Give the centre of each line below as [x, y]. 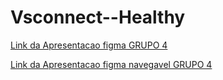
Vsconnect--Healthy [98, 17]
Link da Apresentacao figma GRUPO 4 [89, 45]
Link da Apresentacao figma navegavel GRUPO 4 [111, 64]
